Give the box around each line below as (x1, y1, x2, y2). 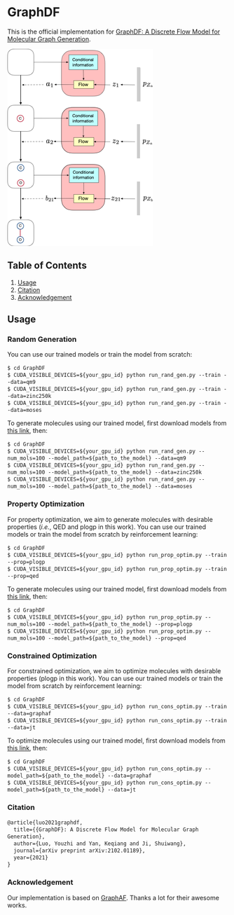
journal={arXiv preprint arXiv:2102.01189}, (13, 847, 146, 855)
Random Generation (7, 334, 77, 344)
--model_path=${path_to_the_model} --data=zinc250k (48, 469, 202, 476)
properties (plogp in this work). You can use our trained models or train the (7, 674, 223, 683)
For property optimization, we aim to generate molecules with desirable (7, 515, 214, 523)
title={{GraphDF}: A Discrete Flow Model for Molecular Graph (13, 826, 199, 834)
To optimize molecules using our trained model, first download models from (7, 736, 226, 745)
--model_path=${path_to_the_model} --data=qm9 (48, 455, 187, 462)
